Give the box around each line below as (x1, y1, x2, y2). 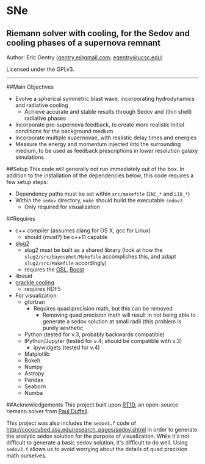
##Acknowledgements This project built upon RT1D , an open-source (6, 401, 179, 408)
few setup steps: (6, 179, 48, 185)
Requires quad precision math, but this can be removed (33, 305, 173, 312)
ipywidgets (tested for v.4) (33, 344, 100, 351)
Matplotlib (24, 350, 50, 358)
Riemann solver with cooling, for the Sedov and (6, 28, 190, 39)
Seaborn (24, 383, 46, 390)
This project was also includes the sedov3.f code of (6, 419, 136, 427)
